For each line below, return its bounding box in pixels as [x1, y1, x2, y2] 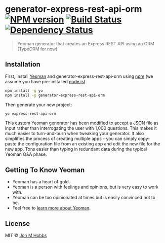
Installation [5, 60, 41, 69]
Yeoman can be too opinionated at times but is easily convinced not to [12, 195, 156, 201]
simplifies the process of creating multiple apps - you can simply [5, 136, 137, 141]
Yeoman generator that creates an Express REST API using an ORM [17, 40, 155, 46]
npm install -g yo [5, 88, 43, 93]
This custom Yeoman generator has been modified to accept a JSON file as [5, 120, 159, 126]
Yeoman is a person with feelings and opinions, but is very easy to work [12, 184, 159, 190]
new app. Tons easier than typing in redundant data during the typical [5, 146, 147, 152]
